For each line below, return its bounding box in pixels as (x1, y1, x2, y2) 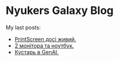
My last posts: (5, 24, 41, 31)
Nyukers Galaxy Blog (5, 4, 114, 18)
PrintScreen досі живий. (14, 35, 76, 43)
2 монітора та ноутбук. (14, 42, 74, 49)
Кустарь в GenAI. (14, 48, 59, 55)
